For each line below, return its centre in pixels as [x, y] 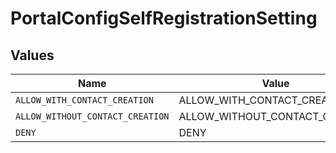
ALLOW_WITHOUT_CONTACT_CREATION [92, 116]
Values [32, 55]
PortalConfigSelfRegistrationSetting [164, 18]
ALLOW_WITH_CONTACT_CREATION [84, 100]
